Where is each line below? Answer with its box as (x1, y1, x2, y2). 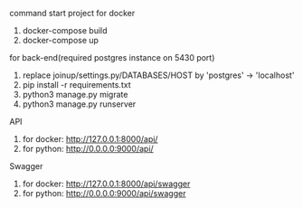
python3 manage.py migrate (22, 90, 128, 99)
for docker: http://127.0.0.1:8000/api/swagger (22, 178, 191, 189)
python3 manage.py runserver (22, 99, 137, 109)
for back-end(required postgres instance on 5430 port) (9, 52, 215, 62)
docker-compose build (22, 25, 108, 35)
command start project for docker (9, 8, 136, 18)
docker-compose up (22, 35, 99, 45)
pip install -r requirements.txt (22, 80, 131, 90)
